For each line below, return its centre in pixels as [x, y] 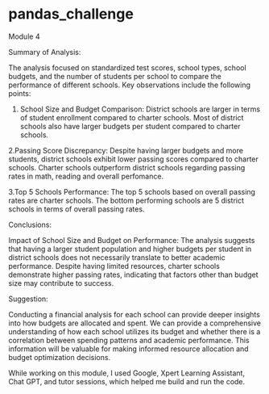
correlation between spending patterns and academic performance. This [129, 340]
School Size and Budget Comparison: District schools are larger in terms [140, 109]
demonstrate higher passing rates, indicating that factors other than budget [134, 275]
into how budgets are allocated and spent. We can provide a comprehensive [135, 323]
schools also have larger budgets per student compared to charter [130, 126]
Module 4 [24, 36]
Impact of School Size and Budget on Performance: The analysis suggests [132, 240]
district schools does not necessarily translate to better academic [117, 257]
